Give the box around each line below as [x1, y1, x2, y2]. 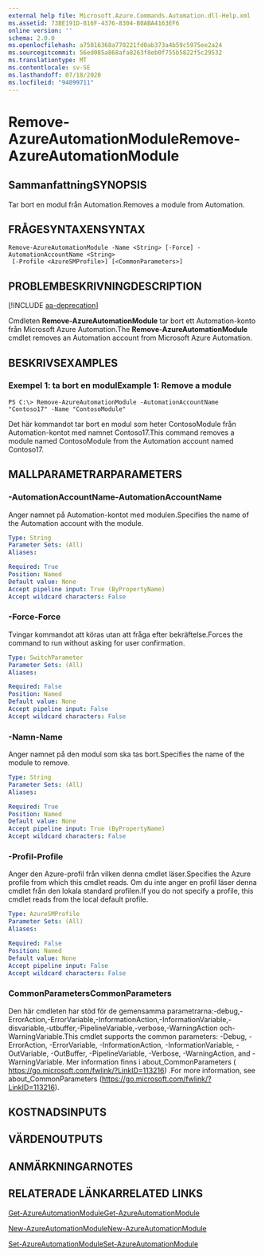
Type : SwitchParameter [8, 654, 84, 662]
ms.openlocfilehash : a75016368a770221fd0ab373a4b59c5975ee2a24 [8, 41, 223, 49]
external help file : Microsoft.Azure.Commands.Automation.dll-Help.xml [8, 11, 251, 20]
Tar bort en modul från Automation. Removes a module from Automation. [8, 199, 245, 209]
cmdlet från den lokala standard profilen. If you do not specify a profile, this [8, 887, 254, 896]
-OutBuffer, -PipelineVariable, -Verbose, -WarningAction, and [50, 1049, 251, 1058]
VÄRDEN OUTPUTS [8, 1132, 103, 1146]
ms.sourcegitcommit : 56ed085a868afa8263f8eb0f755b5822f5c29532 [8, 49, 223, 57]
